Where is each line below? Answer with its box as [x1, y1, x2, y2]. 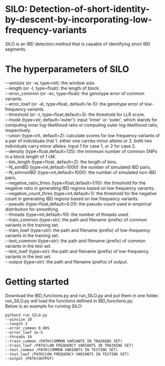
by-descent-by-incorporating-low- [5, 14, 152, 25]
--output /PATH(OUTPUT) [5, 356, 54, 361]
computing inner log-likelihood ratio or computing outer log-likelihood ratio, [5, 122, 159, 128]
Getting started [5, 276, 69, 288]
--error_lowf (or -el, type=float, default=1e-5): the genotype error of [5, 101, 144, 107]
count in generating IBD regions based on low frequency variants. [5, 196, 139, 202]
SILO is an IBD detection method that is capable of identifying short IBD [5, 41, 151, 47]
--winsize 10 [5, 317, 32, 322]
